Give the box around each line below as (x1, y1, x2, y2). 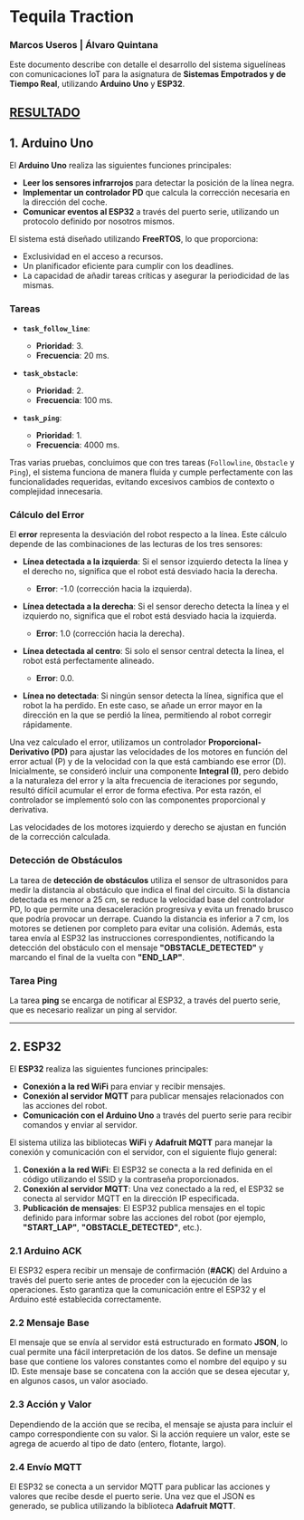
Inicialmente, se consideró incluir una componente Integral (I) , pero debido (9, 765, 290, 776)
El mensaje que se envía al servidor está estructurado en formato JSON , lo (9, 1337, 288, 1348)
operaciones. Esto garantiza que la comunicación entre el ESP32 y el (9, 1284, 266, 1294)
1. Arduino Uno (9, 136, 94, 151)
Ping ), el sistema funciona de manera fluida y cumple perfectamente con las (9, 467, 294, 477)
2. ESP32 (9, 1039, 62, 1054)
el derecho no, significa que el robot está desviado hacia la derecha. (22, 566, 279, 577)
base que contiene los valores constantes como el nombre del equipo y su (9, 1356, 287, 1367)
